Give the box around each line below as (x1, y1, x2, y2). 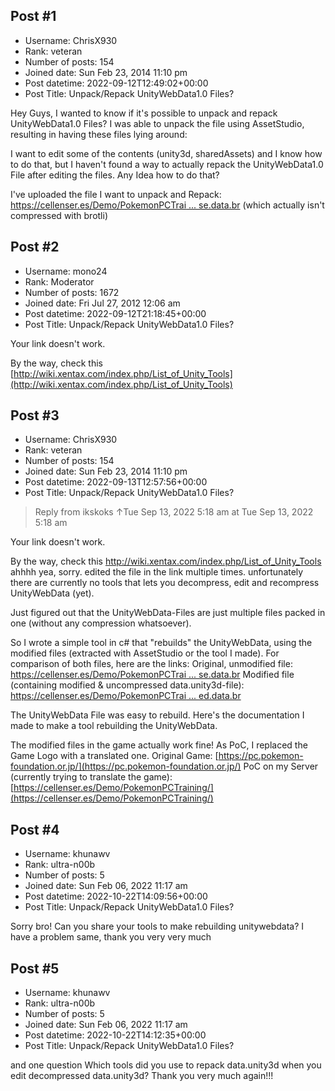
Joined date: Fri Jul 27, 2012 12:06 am (24, 297, 181, 309)
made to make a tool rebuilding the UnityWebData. (10, 720, 218, 732)
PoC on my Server (243, 760, 319, 773)
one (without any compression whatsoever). (10, 617, 192, 629)
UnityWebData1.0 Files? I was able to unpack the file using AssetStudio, (10, 117, 305, 129)
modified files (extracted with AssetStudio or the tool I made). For (10, 647, 280, 659)
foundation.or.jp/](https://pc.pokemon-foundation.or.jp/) (10, 760, 242, 773)
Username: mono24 (24, 265, 108, 277)
